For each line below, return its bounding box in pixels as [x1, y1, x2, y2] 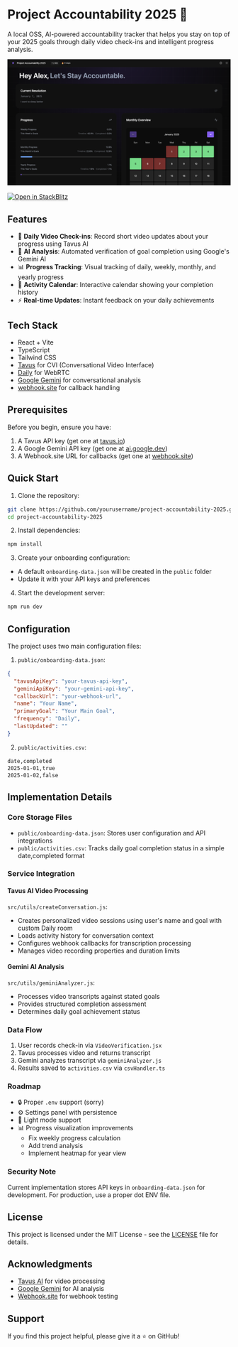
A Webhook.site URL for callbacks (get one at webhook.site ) [17, 451, 193, 460]
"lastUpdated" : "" [13, 723, 69, 730]
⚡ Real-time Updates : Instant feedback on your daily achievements [17, 296, 215, 305]
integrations [17, 836, 53, 845]
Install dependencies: [17, 526, 81, 535]
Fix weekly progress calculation [28, 1134, 121, 1142]
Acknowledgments [7, 1257, 93, 1270]
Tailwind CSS [17, 353, 57, 362]
